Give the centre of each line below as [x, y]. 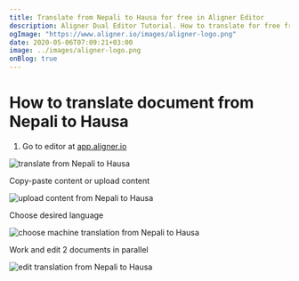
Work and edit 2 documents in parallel [79, 249]
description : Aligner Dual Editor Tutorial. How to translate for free [145, 26]
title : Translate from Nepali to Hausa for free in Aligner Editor [137, 17]
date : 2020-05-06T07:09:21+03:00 [71, 42]
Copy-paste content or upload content [80, 181]
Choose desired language [57, 215]
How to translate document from [132, 103]
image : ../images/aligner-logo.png [75, 51]
